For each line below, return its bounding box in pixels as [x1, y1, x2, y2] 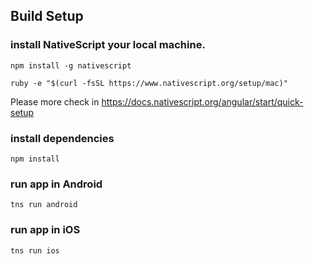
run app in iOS [10, 223, 81, 237]
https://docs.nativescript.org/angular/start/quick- [101, 95, 304, 108]
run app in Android [10, 177, 103, 191]
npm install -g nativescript [10, 60, 132, 71]
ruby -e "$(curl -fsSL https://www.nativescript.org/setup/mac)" [10, 78, 288, 88]
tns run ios [10, 245, 60, 256]
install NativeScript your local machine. [10, 38, 206, 52]
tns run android [10, 200, 78, 210]
